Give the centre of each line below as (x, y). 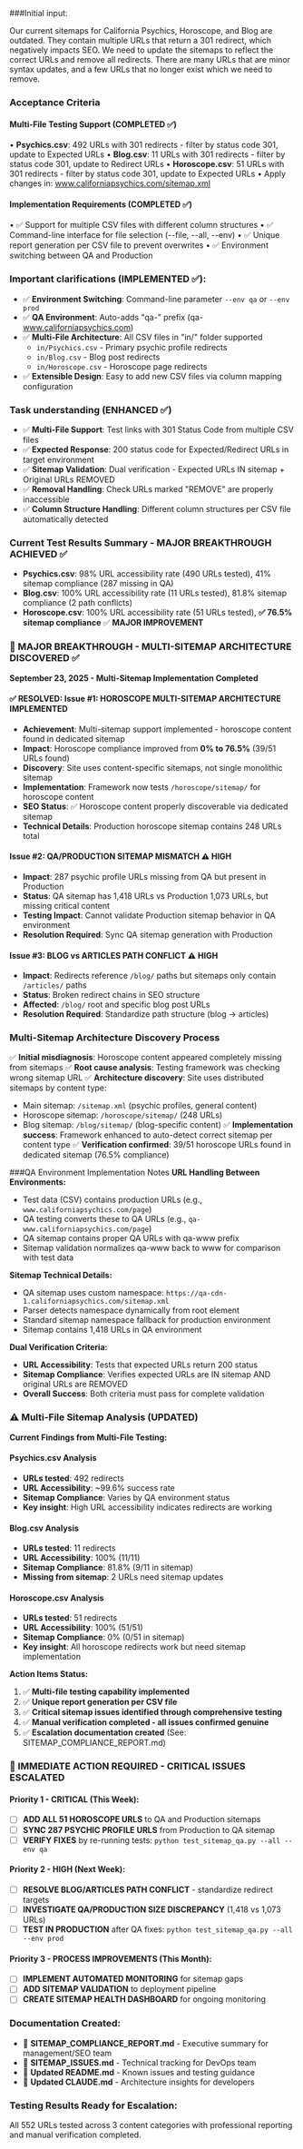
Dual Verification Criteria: (59, 1347)
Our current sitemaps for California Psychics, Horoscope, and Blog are (141, 30)
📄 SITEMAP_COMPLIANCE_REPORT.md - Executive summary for (146, 2043)
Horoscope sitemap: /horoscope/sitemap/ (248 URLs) (122, 1115)
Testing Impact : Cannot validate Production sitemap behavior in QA (149, 915)
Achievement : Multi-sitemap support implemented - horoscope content (157, 729)
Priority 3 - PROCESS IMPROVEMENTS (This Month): (111, 1958)
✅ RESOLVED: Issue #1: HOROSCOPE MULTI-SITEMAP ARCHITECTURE (145, 699)
